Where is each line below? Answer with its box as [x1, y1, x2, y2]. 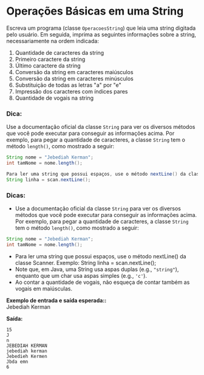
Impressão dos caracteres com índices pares [15, 88, 128, 95]
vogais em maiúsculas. [15, 284, 73, 292]
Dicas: [6, 191, 26, 199]
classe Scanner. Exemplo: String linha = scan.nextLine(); [15, 259, 157, 266]
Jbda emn [6, 359, 29, 365]
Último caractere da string [15, 62, 81, 69]
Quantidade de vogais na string [15, 94, 94, 101]
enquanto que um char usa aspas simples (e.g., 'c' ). [15, 272, 148, 279]
